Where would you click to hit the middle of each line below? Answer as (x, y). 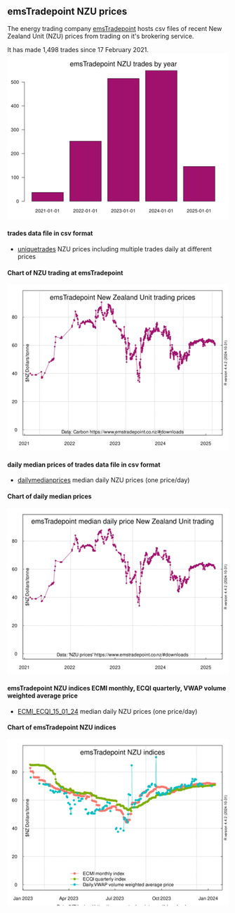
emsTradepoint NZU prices (67, 12)
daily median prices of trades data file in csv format (84, 465)
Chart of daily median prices (50, 496)
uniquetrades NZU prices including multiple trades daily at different (115, 249)
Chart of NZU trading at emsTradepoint (65, 272)
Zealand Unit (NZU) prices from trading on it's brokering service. (101, 36)
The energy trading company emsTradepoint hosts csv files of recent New (115, 28)
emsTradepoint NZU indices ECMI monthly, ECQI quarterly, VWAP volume (117, 688)
